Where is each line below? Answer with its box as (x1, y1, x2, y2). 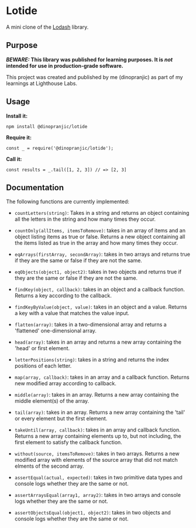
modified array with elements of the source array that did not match (14, 457, 178, 464)
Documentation (6, 183, 64, 193)
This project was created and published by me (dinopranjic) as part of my (6, 73, 183, 80)
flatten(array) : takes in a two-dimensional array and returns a (14, 321, 167, 328)
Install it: (6, 112, 28, 119)
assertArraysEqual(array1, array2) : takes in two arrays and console (14, 492, 181, 499)
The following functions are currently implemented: (6, 198, 130, 205)
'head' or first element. (14, 345, 70, 352)
